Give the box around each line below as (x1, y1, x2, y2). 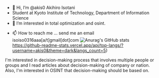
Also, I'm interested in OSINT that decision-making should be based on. (5, 68, 149, 73)
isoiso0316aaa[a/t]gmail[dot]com (12, 37, 79, 43)
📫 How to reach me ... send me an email (12, 30, 94, 36)
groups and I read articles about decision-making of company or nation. (5, 62, 150, 68)
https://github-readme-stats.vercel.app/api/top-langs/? (12, 42, 124, 48)
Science (12, 15, 29, 21)
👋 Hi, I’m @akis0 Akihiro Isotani (12, 5, 75, 10)
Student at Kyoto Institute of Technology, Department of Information (12, 10, 150, 16)
